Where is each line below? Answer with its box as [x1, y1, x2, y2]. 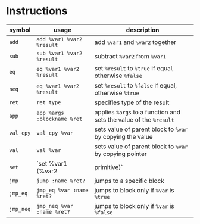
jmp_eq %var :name [36, 186, 89, 194]
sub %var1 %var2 [36, 49, 83, 57]
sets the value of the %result [94, 115, 174, 123]
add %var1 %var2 [36, 36, 83, 42]
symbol [9, 26, 31, 34]
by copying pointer [94, 150, 147, 158]
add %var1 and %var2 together [94, 38, 177, 46]
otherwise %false [94, 71, 143, 80]
